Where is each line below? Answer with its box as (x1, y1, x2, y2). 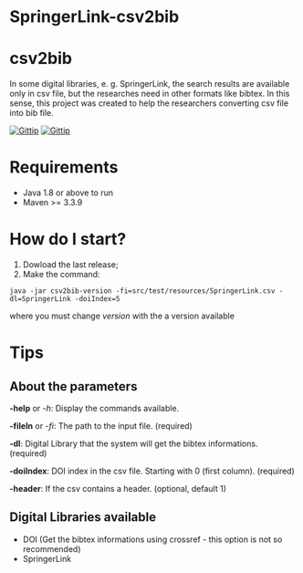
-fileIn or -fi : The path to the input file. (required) (9, 421, 193, 431)
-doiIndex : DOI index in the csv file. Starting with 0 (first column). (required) (9, 465, 295, 476)
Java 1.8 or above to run (22, 187, 114, 198)
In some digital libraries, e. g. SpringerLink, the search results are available (9, 78, 290, 89)
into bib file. (9, 108, 55, 119)
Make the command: (22, 269, 100, 279)
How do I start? (9, 229, 127, 250)
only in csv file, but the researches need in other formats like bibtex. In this (9, 89, 290, 99)
